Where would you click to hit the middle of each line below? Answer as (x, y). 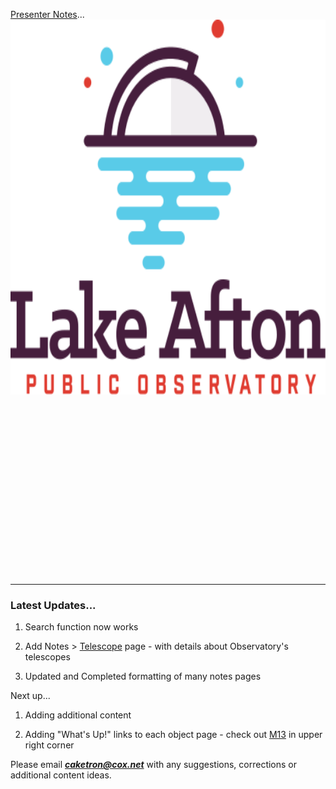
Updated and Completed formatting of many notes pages (143, 676)
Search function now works (81, 627)
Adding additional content (78, 715)
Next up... (30, 696)
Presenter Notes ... (47, 14)
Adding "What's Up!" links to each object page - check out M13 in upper (173, 735)
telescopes (47, 657)
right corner (49, 745)
